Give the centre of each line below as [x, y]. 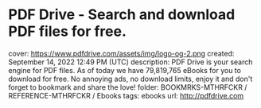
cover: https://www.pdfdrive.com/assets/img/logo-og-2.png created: [121, 53]
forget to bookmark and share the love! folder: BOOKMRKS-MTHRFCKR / [128, 87]
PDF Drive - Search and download [122, 15]
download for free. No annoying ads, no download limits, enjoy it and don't [130, 79]
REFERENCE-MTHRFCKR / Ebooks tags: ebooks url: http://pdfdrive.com [126, 95]
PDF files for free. [68, 31]
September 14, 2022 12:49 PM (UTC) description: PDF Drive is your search [130, 62]
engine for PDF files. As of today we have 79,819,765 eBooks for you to [125, 70]
